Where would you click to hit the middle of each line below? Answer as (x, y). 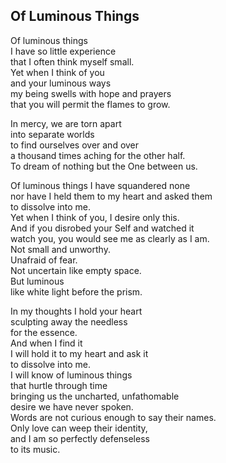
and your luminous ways (61, 83)
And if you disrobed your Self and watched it (102, 228)
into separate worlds (52, 134)
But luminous (37, 281)
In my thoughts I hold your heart (76, 311)
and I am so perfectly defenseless (80, 438)
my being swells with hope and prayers (91, 93)
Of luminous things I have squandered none (100, 185)
